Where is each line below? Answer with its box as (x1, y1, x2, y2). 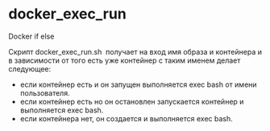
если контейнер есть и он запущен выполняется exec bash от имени (19, 80, 257, 89)
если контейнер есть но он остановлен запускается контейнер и (19, 96, 244, 106)
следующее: (8, 63, 52, 73)
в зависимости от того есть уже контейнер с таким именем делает (8, 55, 241, 65)
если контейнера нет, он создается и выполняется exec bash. (19, 113, 234, 123)
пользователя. (19, 88, 70, 97)
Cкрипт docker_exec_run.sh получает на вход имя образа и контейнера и (8, 47, 262, 56)
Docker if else (8, 31, 55, 41)
